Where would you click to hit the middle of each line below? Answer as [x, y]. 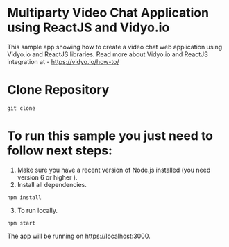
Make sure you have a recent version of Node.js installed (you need [114, 170]
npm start [22, 223]
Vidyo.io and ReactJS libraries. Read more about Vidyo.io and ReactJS [108, 54]
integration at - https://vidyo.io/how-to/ [63, 61]
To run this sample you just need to [110, 136]
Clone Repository [58, 90]
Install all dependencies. [52, 184]
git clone [22, 108]
